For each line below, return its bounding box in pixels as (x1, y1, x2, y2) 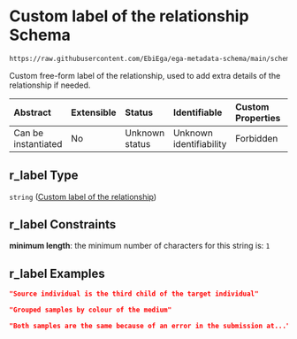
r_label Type (9, 168, 79, 183)
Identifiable (172, 106, 223, 119)
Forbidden (235, 132, 278, 144)
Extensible (70, 106, 117, 119)
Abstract (13, 106, 51, 119)
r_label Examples (9, 266, 106, 281)
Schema (9, 25, 71, 45)
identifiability (172, 137, 227, 150)
